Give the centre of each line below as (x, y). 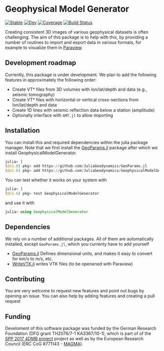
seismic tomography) (33, 94)
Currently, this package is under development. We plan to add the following (81, 75)
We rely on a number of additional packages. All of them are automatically (79, 239)
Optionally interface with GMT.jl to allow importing (62, 115)
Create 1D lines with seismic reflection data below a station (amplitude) (83, 110)
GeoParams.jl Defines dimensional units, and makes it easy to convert (82, 253)
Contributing (25, 279)
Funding (18, 317)
